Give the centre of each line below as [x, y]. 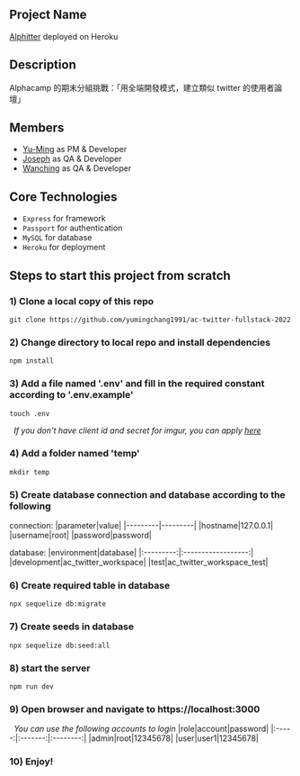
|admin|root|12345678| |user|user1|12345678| [173, 738]
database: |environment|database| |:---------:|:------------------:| [132, 553]
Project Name [48, 15]
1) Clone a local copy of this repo [82, 301]
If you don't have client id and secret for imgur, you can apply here [137, 430]
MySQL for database [57, 238]
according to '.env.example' [71, 395]
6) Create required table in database [90, 586]
